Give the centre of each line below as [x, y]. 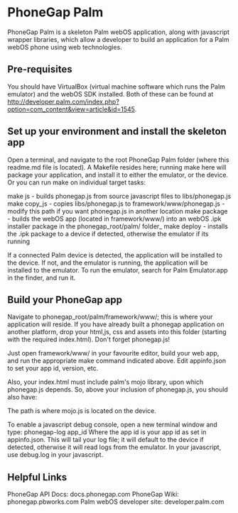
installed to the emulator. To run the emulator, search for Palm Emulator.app [118, 270]
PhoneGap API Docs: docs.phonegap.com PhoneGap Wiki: [93, 495]
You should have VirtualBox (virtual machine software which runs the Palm [117, 87]
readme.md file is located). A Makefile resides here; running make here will [117, 167]
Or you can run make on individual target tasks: [77, 182]
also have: [22, 397]
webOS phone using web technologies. [65, 47]
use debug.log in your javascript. [55, 455]
